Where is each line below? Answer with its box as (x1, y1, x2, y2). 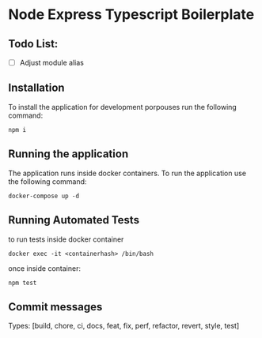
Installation (8, 81, 65, 95)
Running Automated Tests (8, 213, 140, 227)
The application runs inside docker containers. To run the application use (8, 168, 247, 178)
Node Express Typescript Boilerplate (8, 6, 255, 24)
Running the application (8, 148, 129, 161)
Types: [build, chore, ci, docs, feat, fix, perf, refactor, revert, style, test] (8, 321, 240, 331)
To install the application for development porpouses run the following (8, 102, 237, 111)
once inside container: (8, 263, 82, 273)
